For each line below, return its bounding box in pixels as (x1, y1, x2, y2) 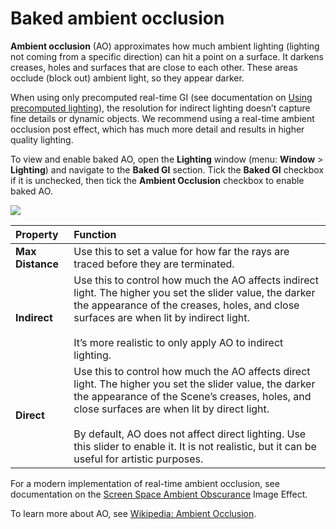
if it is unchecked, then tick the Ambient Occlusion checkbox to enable (10, 174, 305, 186)
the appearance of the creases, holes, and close (73, 298, 300, 312)
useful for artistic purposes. (73, 452, 204, 466)
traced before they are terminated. (73, 257, 235, 271)
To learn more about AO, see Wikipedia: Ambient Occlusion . (10, 507, 257, 519)
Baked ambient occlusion (10, 7, 225, 30)
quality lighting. (10, 133, 74, 146)
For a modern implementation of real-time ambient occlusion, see (10, 477, 280, 489)
